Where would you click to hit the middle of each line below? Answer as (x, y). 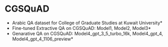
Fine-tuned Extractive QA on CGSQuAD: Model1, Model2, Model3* (81, 28)
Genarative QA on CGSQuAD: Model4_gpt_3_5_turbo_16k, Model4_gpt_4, (88, 33)
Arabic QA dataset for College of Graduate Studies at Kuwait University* (87, 23)
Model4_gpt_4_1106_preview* (43, 39)
